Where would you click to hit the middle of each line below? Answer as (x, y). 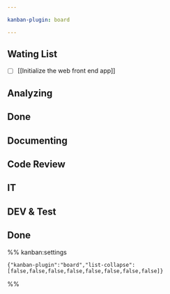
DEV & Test (32, 211)
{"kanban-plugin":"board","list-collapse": (71, 265)
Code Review (37, 164)
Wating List (32, 54)
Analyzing (30, 93)
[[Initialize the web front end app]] (66, 71)
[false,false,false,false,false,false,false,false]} (85, 271)
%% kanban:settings (37, 252)
